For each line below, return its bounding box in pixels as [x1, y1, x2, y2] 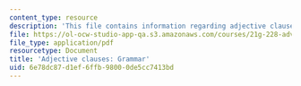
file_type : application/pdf [9, 38, 115, 47]
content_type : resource [9, 13, 99, 22]
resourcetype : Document [9, 47, 99, 56]
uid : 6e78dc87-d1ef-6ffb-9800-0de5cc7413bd [9, 64, 175, 73]
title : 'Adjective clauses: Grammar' [9, 55, 150, 64]
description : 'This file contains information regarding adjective [9, 21, 267, 30]
